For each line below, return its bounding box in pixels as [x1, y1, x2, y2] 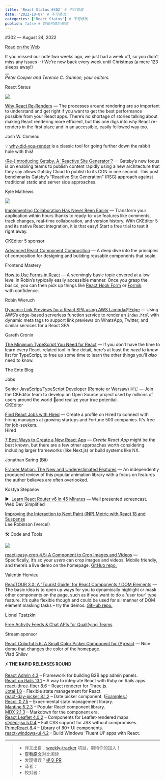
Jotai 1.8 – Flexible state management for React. [5, 688, 102, 694]
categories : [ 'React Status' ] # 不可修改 [5, 16, 88, 21]
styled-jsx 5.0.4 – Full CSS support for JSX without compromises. [5, 720, 137, 726]
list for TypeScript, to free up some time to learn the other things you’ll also [5, 352, 157, 358]
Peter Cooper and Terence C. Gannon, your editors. [5, 74, 110, 80]
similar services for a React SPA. [5, 323, 71, 329]
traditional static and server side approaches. [5, 179, 97, 185]
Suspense [5, 516, 26, 522]
